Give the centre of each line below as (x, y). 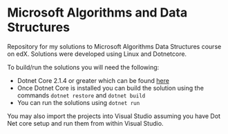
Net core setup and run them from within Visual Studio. (85, 123)
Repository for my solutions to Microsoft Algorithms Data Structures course (114, 46)
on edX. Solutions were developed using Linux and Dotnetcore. (97, 54)
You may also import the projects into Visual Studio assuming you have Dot (114, 116)
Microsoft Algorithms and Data (97, 13)
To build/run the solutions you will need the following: (83, 67)
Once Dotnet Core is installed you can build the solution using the (110, 88)
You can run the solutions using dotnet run (78, 102)
